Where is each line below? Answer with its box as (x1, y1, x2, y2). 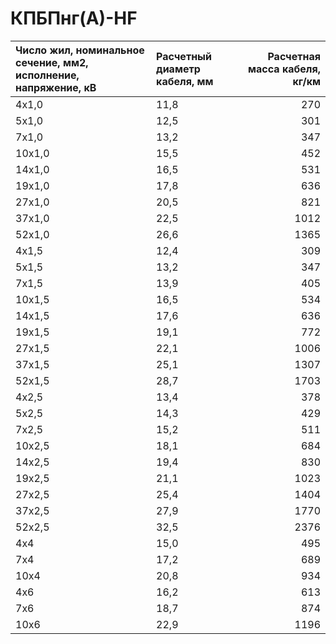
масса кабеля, (248, 62, 321, 76)
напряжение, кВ (15, 80, 97, 94)
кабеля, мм (156, 74, 214, 88)
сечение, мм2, (15, 55, 89, 69)
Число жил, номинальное (15, 43, 145, 57)
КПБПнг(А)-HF (10, 7, 138, 30)
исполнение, (15, 68, 80, 82)
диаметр (156, 62, 201, 76)
